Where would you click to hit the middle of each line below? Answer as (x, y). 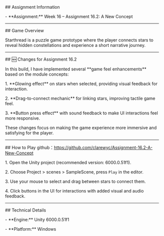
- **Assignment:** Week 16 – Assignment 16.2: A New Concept (69, 16)
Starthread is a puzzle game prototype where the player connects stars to (79, 40)
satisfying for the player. (29, 133)
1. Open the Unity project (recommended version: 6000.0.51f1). (68, 162)
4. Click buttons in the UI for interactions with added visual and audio (74, 191)
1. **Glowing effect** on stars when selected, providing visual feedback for (81, 84)
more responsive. (23, 118)
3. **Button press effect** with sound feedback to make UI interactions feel (82, 113)
